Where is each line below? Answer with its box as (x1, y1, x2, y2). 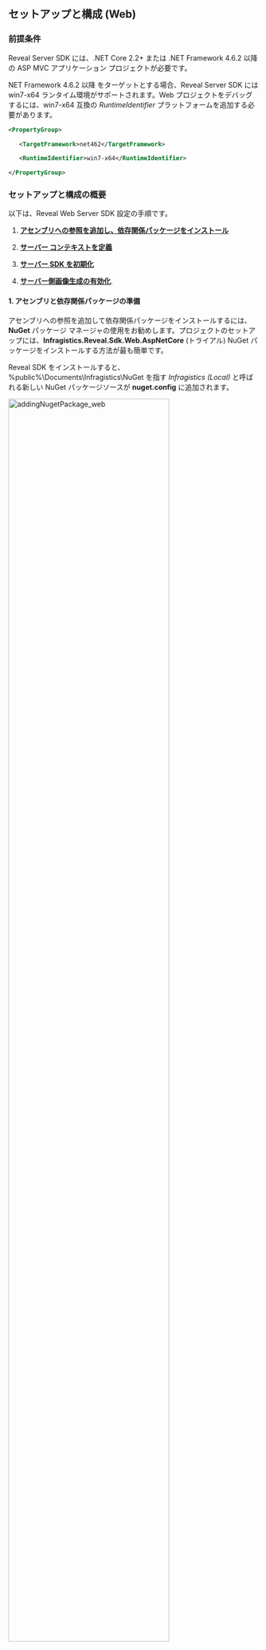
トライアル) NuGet (188, 335, 249, 345)
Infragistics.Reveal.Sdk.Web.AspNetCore (43, 335, 185, 345)
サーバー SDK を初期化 (19, 260, 94, 269)
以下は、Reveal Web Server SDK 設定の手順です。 (8, 209, 173, 218)
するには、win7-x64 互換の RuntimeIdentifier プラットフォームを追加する (8, 100, 248, 109)
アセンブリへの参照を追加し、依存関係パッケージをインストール (19, 225, 229, 235)
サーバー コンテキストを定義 (19, 242, 113, 253)
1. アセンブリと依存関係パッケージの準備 (8, 296, 141, 306)
